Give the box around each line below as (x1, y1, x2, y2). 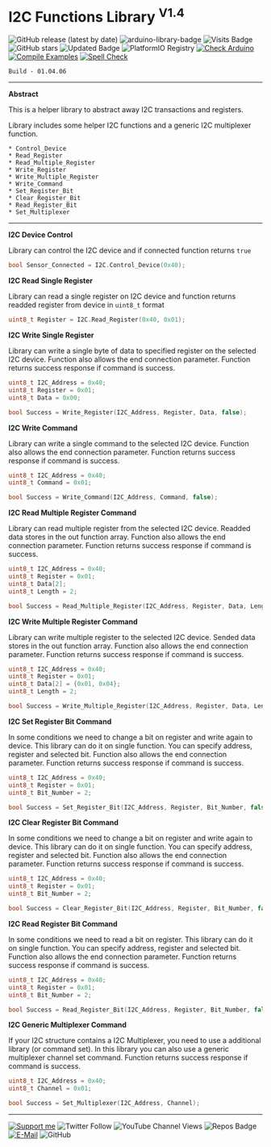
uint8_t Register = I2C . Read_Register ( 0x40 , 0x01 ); (8, 316, 186, 324)
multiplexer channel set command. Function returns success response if (8, 1053, 248, 1062)
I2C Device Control (8, 230, 73, 240)
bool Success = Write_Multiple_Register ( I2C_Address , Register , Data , (8, 702, 251, 710)
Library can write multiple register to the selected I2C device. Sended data (8, 632, 256, 642)
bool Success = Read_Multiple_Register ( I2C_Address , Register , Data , (8, 602, 248, 610)
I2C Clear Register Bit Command (8, 818, 119, 827)
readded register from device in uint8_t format (8, 300, 165, 310)
